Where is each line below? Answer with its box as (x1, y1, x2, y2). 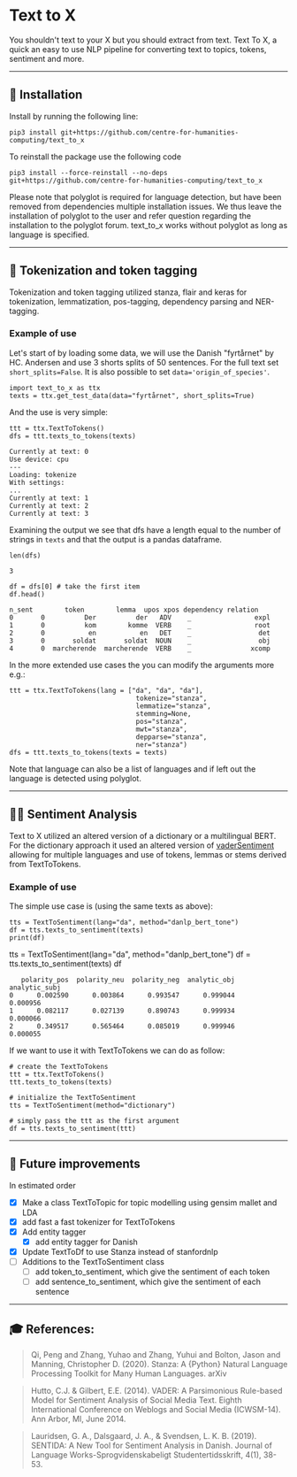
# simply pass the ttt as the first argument (9, 1116, 179, 1125)
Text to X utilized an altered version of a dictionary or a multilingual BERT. (9, 830, 277, 841)
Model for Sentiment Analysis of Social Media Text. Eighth (30, 1395, 242, 1405)
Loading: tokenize (9, 470, 77, 479)
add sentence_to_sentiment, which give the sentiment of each (34, 1276, 261, 1288)
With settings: (9, 478, 65, 487)
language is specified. (9, 229, 90, 240)
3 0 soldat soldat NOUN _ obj (9, 636, 271, 645)
